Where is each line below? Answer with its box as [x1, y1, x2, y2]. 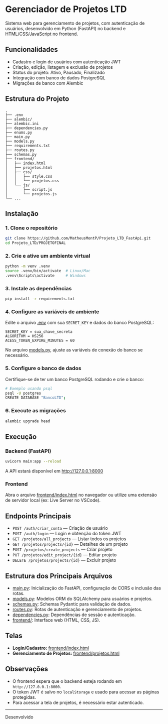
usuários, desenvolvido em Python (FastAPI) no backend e [5, 25, 126, 31]
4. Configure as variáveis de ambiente [5, 308, 99, 315]
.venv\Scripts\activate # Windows [5, 273, 86, 278]
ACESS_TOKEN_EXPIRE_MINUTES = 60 [5, 338, 75, 343]
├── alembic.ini [5, 121, 39, 126]
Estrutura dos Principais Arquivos [5, 571, 112, 580]
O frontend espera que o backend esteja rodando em [12, 678, 122, 684]
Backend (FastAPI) [5, 447, 51, 454]
